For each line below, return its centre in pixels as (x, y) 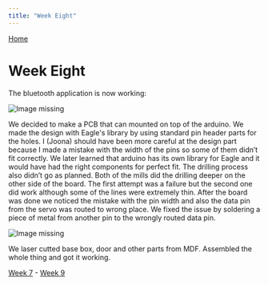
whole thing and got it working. (59, 257)
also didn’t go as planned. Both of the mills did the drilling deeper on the (127, 175)
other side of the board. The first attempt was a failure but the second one (131, 183)
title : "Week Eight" (43, 16)
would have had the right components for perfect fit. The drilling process (128, 167)
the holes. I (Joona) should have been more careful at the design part (123, 141)
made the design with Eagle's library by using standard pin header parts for (133, 132)
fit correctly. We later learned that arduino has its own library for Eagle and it (134, 158)
